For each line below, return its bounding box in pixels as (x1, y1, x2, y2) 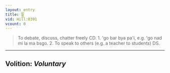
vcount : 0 (5, 21, 26, 26)
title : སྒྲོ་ (5, 12, 25, 17)
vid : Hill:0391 (5, 16, 37, 21)
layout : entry (5, 7, 35, 12)
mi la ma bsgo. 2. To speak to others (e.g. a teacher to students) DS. (17, 40, 160, 46)
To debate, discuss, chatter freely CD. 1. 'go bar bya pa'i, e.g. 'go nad (17, 35, 162, 41)
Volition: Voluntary (5, 59, 66, 68)
